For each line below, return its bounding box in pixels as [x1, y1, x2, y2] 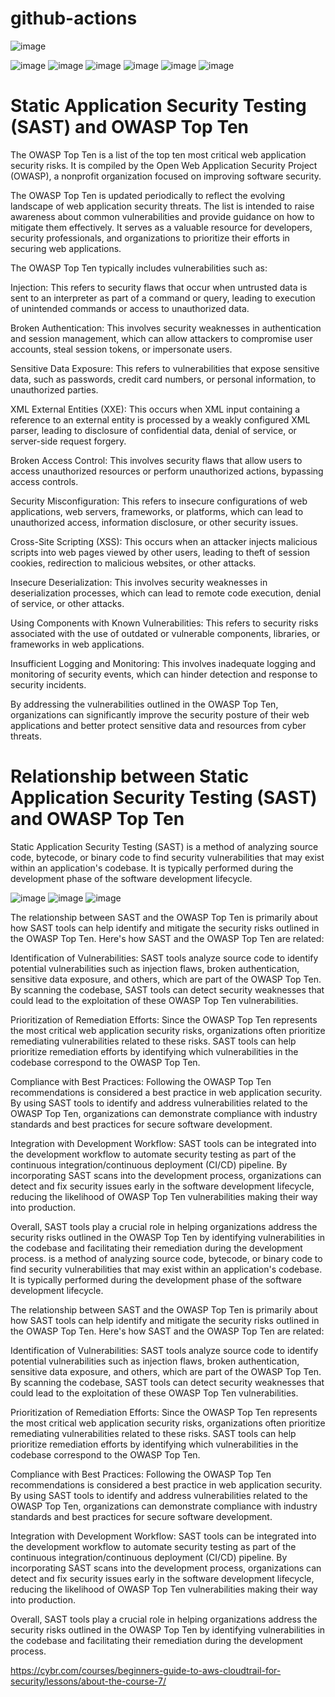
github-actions [10, 7, 138, 30]
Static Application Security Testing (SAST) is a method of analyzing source [10, 840, 319, 852]
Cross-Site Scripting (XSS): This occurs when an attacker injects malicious [10, 535, 318, 547]
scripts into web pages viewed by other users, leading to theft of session [10, 546, 310, 558]
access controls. [10, 475, 79, 487]
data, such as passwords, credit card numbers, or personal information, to [10, 373, 317, 385]
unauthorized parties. [10, 383, 99, 396]
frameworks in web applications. [10, 638, 145, 650]
